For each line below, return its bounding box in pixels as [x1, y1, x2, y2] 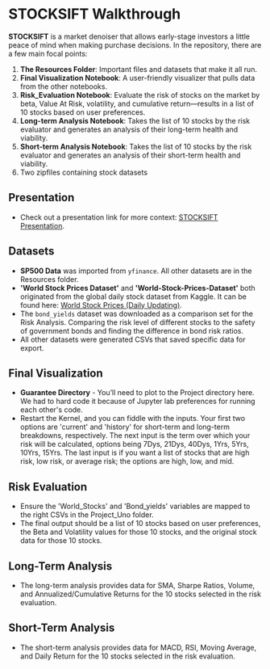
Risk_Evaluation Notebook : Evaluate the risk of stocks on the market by [19, 90, 260, 99]
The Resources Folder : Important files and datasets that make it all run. [19, 64, 258, 74]
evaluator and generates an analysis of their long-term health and [19, 124, 239, 134]
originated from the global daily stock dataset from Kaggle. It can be [19, 292, 247, 301]
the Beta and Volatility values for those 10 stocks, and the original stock [19, 527, 257, 537]
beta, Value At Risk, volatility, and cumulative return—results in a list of [19, 99, 255, 108]
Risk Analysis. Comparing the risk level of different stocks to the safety [19, 317, 255, 327]
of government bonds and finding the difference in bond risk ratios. [19, 326, 244, 335]
